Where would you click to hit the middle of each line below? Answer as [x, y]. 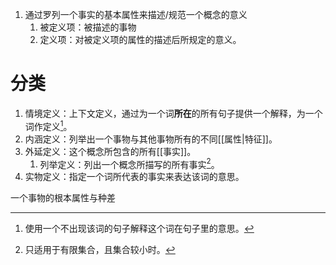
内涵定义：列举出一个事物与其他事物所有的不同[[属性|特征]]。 [151, 139]
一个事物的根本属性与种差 [63, 198]
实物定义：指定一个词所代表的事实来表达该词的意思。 [134, 177]
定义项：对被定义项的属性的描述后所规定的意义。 [140, 39]
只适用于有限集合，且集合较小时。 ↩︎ [100, 250]
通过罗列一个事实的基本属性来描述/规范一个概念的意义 [136, 14]
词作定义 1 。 [48, 125]
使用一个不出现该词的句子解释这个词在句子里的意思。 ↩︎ [139, 229]
